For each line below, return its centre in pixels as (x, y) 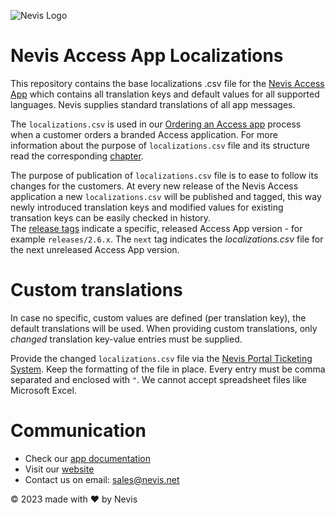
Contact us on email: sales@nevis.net (102, 479)
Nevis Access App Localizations (147, 56)
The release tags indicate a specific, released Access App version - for (156, 228)
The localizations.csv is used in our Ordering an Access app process (156, 124)
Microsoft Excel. (43, 390)
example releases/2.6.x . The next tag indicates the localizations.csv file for (167, 239)
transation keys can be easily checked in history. (111, 217)
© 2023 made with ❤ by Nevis (74, 499)
